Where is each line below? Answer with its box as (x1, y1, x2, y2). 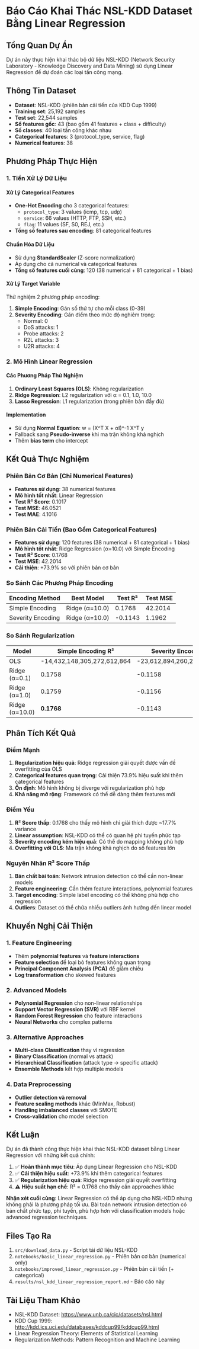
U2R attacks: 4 (23, 342, 60, 350)
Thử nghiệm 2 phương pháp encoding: (6, 293, 100, 300)
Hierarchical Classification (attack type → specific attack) (14, 1059, 158, 1066)
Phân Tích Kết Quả (6, 728, 76, 738)
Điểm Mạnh (6, 745, 40, 754)
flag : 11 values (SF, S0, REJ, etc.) (23, 221, 105, 228)
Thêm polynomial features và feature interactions (14, 952, 140, 959)
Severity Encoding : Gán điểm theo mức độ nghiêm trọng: (14, 311, 156, 318)
